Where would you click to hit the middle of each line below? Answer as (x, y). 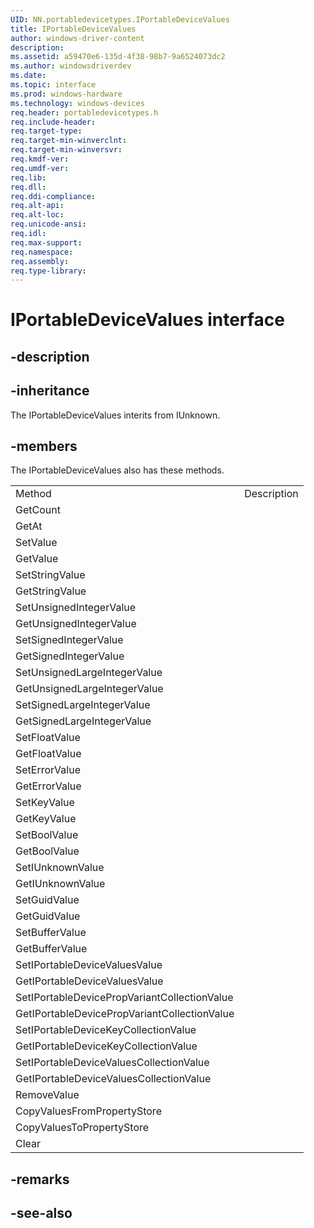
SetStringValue (50, 575)
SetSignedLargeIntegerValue (83, 705)
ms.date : (28, 76)
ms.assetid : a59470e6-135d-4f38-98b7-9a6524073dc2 (118, 57)
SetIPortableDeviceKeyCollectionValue (106, 1030)
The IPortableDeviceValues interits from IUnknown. (115, 415)
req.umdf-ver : (40, 168)
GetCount (38, 510)
